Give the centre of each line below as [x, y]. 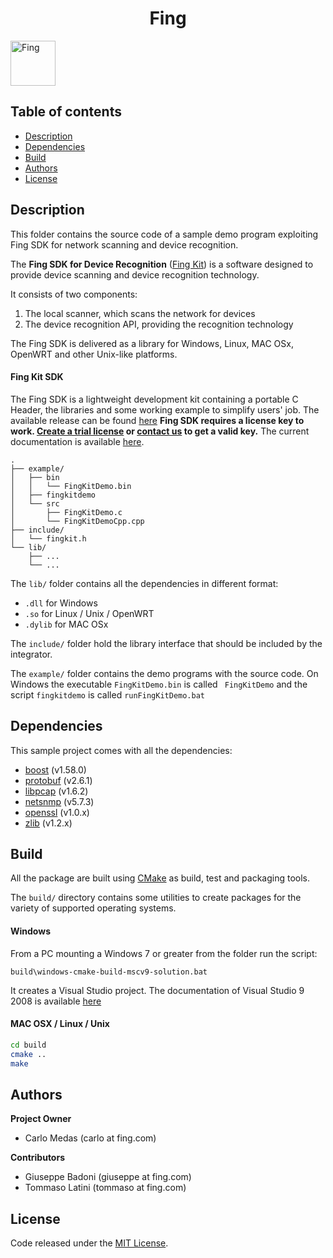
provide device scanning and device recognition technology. [135, 274]
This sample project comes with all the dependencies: [121, 750]
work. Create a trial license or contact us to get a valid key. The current [160, 431]
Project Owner [41, 1119]
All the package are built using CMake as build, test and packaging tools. [160, 878]
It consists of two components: [74, 294]
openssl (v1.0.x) [57, 812]
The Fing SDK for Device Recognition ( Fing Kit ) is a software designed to [162, 264]
